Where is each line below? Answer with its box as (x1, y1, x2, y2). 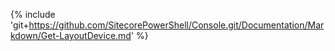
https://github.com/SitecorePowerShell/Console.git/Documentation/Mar (28, 19, 325, 31)
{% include (10, 9, 56, 20)
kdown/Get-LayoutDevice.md (10, 30, 132, 41)
